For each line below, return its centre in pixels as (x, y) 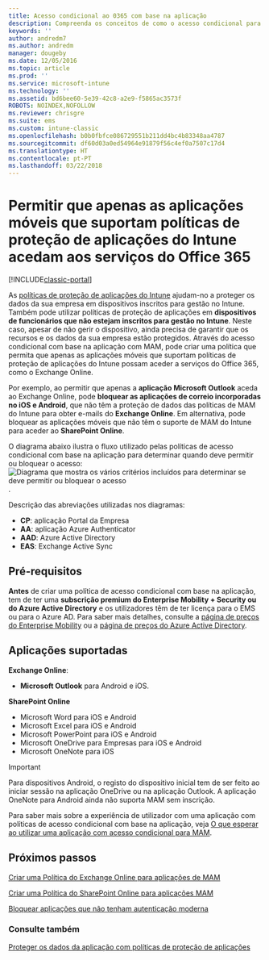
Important (25, 766)
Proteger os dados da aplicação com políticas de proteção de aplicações (130, 947)
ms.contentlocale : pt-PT (50, 158)
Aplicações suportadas (68, 651)
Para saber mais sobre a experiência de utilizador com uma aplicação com (132, 815)
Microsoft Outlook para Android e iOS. (85, 686)
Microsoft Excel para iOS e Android (78, 725)
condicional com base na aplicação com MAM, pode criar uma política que (132, 347)
